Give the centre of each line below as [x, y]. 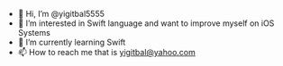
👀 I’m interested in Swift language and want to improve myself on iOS [146, 23]
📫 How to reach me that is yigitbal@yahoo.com [106, 52]
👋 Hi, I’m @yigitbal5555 [61, 14]
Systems [34, 33]
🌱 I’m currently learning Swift [72, 42]
